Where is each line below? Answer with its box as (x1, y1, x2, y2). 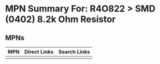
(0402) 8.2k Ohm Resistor (5, 13, 116, 25)
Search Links (58, 48, 90, 55)
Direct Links (24, 48, 54, 55)
